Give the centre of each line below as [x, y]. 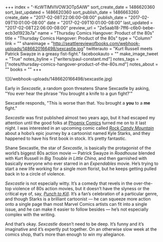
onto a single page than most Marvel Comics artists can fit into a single [76, 204]
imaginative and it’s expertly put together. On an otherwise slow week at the [81, 229]
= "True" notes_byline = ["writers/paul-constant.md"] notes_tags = [72, 59]
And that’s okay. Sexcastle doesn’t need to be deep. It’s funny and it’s [75, 224]
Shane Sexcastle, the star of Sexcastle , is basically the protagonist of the [78, 148]
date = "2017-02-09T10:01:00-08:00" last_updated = [100, 22]
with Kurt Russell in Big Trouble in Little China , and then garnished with [76, 158]
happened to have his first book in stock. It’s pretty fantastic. [66, 138]
